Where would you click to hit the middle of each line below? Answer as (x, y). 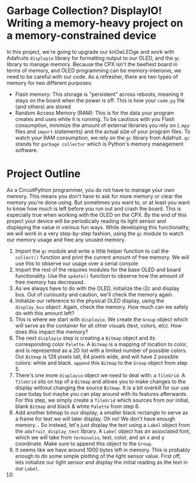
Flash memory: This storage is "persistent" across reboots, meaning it (99, 94)
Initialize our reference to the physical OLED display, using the (90, 301)
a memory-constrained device (82, 36)
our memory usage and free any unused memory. (66, 239)
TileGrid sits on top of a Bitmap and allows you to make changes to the (100, 381)
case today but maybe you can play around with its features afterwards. (101, 394)
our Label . (27, 468)
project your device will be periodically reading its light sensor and (86, 221)
